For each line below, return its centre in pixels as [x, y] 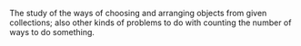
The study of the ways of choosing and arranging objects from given [138, 13]
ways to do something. [52, 32]
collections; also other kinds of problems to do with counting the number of [150, 23]
